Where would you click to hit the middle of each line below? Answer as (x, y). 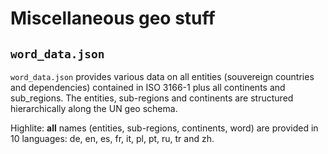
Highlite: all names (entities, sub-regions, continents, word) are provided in (164, 128)
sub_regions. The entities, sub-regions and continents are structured (152, 98)
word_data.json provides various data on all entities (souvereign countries (162, 76)
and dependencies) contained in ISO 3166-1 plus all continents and (148, 87)
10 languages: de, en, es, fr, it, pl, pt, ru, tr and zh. (112, 138)
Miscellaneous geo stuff (113, 18)
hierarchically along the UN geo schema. (94, 108)
